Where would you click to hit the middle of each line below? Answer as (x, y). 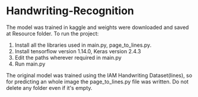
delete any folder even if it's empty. (49, 88)
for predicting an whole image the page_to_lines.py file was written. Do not (97, 82)
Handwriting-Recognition (70, 11)
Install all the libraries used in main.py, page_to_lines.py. (83, 45)
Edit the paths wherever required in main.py (68, 57)
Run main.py (30, 64)
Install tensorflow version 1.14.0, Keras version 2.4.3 (78, 51)
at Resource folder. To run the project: (52, 33)
